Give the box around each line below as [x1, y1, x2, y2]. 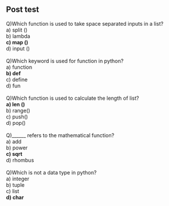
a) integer [6, 175, 30, 182]
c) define [6, 76, 28, 83]
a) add [6, 138, 22, 145]
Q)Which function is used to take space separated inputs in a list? [6, 20, 164, 27]
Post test [6, 5, 40, 15]
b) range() [6, 107, 30, 114]
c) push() [6, 113, 28, 120]
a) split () [6, 26, 28, 33]
